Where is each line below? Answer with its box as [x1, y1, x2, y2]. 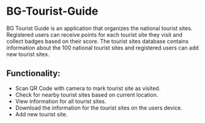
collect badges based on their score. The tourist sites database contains [6, 37, 189, 45]
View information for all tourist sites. [15, 97, 106, 105]
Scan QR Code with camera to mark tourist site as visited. [15, 84, 161, 92]
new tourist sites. [6, 50, 50, 58]
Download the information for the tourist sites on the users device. [15, 104, 182, 111]
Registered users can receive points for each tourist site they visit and [6, 31, 182, 38]
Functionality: [6, 69, 61, 79]
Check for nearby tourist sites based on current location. [15, 91, 158, 99]
